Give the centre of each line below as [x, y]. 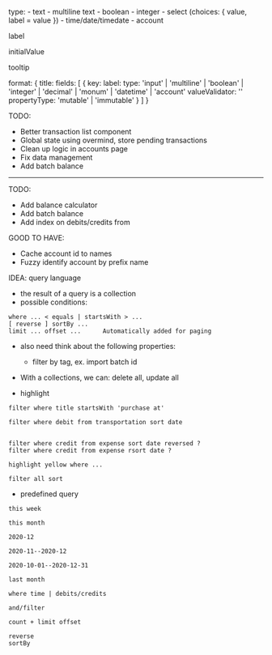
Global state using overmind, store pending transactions [114, 140]
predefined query [49, 494]
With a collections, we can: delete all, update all [100, 377]
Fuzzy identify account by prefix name [84, 262]
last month [27, 580]
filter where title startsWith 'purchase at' [86, 408]
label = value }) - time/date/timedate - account [86, 20]
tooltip [19, 67]
